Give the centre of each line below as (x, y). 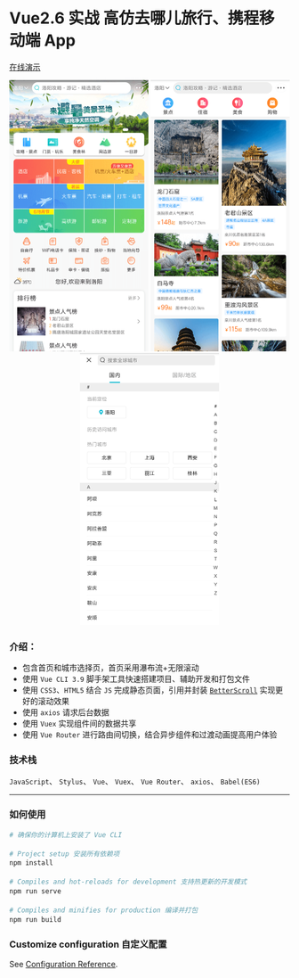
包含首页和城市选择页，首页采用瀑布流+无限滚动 (111, 668)
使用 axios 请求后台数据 (65, 712)
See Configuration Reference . (64, 964)
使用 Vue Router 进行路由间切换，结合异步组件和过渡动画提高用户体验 (149, 735)
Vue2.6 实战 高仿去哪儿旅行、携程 (134, 18)
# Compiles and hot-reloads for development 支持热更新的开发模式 (128, 882)
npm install (31, 863)
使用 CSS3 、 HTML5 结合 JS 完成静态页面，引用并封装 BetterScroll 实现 (149, 690)
